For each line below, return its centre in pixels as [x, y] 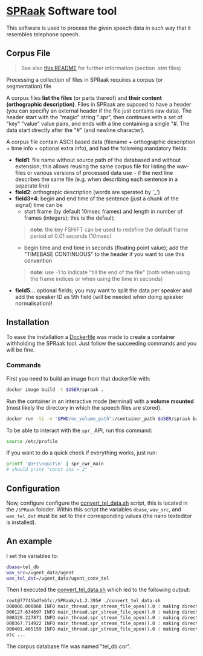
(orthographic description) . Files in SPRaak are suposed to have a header [99, 104]
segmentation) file [29, 86]
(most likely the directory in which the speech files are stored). [84, 407]
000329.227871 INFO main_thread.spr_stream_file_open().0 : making [93, 618]
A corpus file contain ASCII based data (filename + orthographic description [101, 142]
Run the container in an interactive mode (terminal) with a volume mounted [100, 401]
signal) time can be [39, 205]
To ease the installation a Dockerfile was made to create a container [91, 336]
